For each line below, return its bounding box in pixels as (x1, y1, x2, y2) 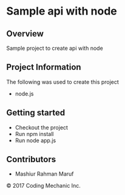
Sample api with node (6, 4, 117, 18)
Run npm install (15, 130, 54, 137)
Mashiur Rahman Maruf (15, 170, 74, 177)
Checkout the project (15, 123, 69, 131)
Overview (6, 29, 44, 39)
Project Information (6, 62, 81, 72)
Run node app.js (15, 137, 56, 144)
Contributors (6, 154, 56, 165)
